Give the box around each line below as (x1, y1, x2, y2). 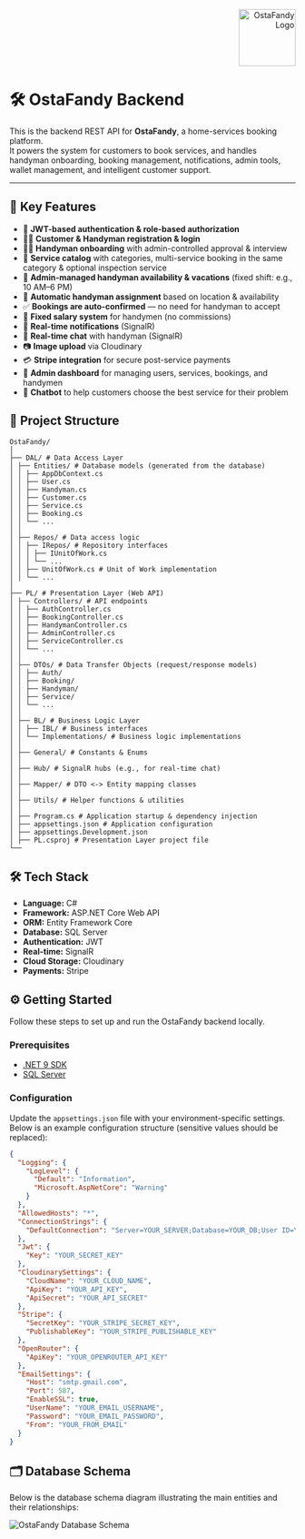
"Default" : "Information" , (33, 1175, 136, 1184)
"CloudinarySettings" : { (17, 1268, 112, 1278)
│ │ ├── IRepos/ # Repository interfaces (9, 541, 169, 550)
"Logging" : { (17, 1158, 67, 1167)
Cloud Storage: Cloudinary (22, 956, 124, 967)
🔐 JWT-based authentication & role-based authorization (22, 223, 240, 234)
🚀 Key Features (9, 199, 97, 215)
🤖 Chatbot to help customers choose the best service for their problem (22, 387, 289, 398)
